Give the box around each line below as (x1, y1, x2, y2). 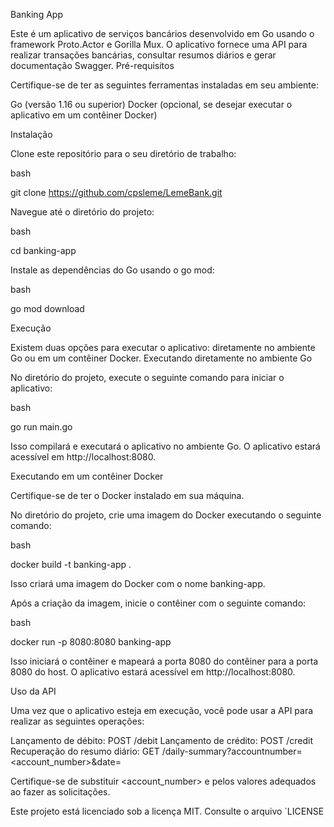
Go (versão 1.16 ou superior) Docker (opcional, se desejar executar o (10, 99, 293, 110)
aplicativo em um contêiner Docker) (10, 109, 158, 121)
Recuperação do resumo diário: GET (10, 745, 160, 757)
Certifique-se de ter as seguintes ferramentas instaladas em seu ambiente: (10, 79, 320, 91)
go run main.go (10, 421, 73, 433)
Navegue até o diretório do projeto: (10, 206, 155, 218)
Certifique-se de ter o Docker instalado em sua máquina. (10, 490, 245, 501)
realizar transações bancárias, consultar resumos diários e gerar (10, 49, 277, 61)
